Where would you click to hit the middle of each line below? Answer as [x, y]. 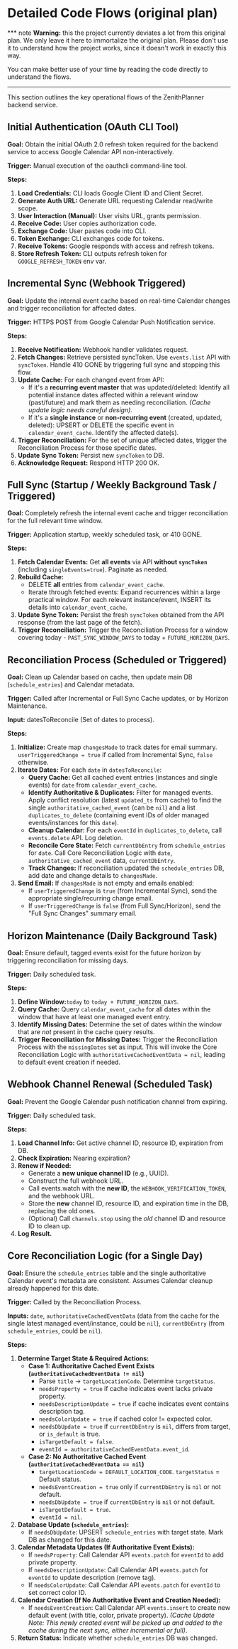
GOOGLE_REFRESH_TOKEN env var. [62, 261]
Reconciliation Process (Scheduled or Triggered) [117, 660]
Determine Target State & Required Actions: [83, 1358]
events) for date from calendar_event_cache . [92, 785]
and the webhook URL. [62, 1196]
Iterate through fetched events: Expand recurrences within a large [124, 592]
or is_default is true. [69, 1434]
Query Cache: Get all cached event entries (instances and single [123, 778]
